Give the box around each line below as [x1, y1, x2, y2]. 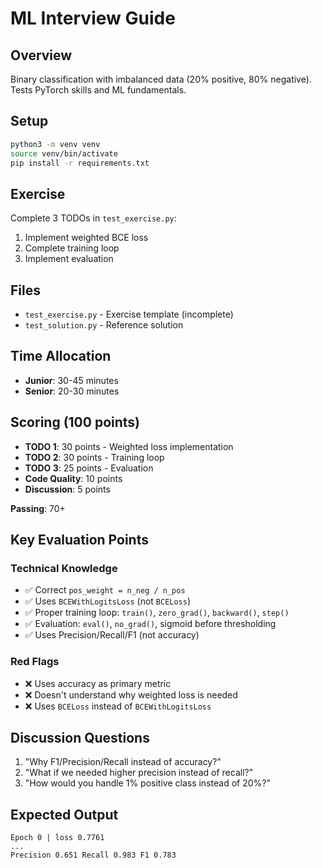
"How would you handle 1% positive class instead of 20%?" [24, 777, 271, 789]
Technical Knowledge [10, 562, 118, 575]
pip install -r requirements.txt [10, 158, 150, 168]
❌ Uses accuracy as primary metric [24, 677, 172, 689]
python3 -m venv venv [10, 139, 101, 149]
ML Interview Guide [10, 7, 176, 30]
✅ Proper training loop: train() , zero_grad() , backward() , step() [24, 607, 290, 619]
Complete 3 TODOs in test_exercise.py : [10, 212, 177, 224]
